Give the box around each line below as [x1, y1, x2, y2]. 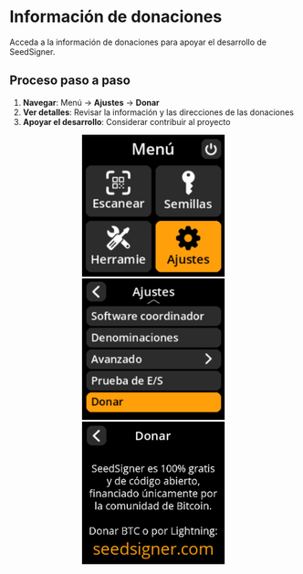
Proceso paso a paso [9, 73, 131, 89]
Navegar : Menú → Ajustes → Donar [22, 97, 160, 108]
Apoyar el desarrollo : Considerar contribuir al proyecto [22, 116, 231, 127]
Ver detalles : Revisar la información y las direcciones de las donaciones [22, 107, 295, 118]
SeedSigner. [9, 46, 56, 57]
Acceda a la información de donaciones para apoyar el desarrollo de [9, 37, 267, 47]
